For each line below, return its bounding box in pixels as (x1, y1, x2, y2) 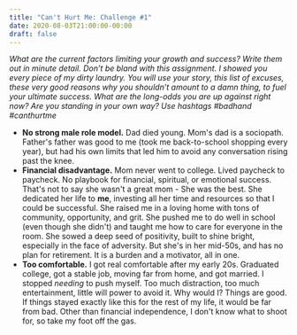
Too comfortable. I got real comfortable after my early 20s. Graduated (21, 259, 279, 270)
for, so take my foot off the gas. (21, 316, 137, 326)
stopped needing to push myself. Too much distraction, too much (21, 278, 260, 289)
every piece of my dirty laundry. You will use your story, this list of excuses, (9, 73, 285, 83)
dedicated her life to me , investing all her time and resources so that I (21, 193, 275, 204)
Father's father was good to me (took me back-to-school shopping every (21, 136, 288, 147)
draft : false (9, 29, 57, 38)
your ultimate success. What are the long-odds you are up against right (9, 91, 271, 102)
